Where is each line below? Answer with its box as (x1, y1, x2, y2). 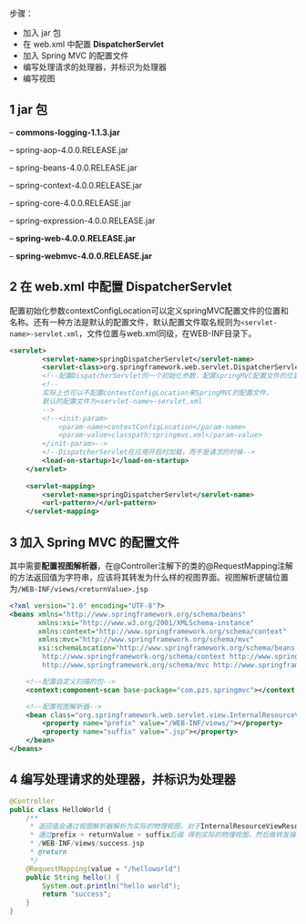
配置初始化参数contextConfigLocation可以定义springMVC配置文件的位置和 (9, 304, 290, 316)
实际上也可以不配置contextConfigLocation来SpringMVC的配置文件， (42, 388, 273, 397)
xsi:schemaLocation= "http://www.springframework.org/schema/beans (37, 643, 296, 653)
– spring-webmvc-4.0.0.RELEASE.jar (9, 250, 153, 262)
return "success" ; (42, 889, 112, 899)
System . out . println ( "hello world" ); (42, 881, 181, 890)
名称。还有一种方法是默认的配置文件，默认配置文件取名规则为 (9, 316, 241, 327)
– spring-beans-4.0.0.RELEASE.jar (9, 162, 138, 173)
